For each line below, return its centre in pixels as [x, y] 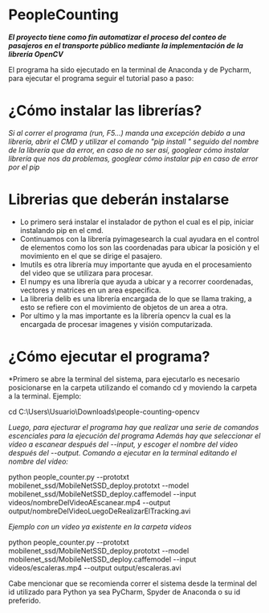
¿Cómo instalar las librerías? [105, 111]
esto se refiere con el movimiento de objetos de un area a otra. [124, 307]
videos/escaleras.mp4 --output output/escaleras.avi [95, 567]
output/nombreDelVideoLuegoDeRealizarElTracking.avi [100, 511]
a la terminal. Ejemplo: [45, 396]
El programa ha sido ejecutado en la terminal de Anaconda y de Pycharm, [130, 69]
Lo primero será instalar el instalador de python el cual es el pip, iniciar [137, 222]
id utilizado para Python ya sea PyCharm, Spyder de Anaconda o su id [124, 591]
